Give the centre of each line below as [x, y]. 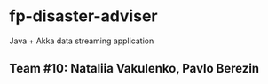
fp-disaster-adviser [83, 16]
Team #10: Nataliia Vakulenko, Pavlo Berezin [134, 69]
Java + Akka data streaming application [82, 41]
